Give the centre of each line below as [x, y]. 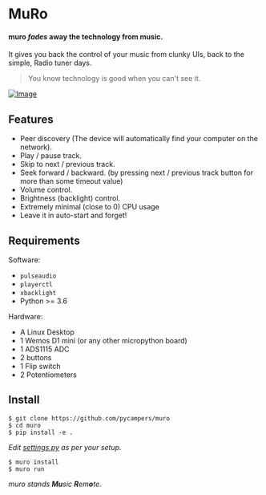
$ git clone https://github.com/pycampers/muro [89, 418]
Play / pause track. [51, 156]
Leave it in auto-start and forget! [73, 215]
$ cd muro [25, 425]
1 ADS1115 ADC [44, 349]
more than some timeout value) [71, 181]
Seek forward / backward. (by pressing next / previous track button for [137, 172]
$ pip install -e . [41, 432]
